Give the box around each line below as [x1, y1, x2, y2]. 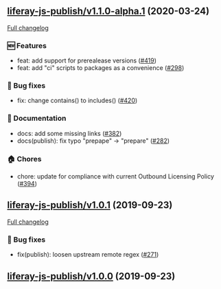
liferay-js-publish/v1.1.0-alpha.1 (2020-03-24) [7, 5, 210, 17]
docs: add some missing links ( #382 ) [16, 129, 122, 137]
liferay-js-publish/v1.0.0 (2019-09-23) [7, 270, 176, 282]
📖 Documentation [7, 113, 67, 123]
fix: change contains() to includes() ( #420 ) [16, 96, 138, 105]
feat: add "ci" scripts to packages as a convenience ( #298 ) [16, 64, 185, 72]
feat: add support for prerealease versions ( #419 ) [16, 56, 156, 65]
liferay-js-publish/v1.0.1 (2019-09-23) [7, 199, 173, 211]
